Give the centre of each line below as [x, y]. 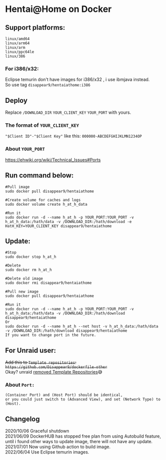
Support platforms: [35, 28]
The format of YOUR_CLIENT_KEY [42, 125]
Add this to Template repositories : [41, 362]
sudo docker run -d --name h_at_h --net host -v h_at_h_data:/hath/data [82, 326]
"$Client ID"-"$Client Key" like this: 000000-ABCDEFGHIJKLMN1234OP [74, 136]
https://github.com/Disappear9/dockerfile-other [56, 367]
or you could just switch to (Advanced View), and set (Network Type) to [83, 399]
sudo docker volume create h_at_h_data [46, 204]
